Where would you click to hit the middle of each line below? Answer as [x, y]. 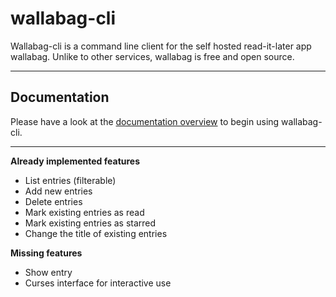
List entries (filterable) [70, 180]
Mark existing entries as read [84, 212]
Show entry [48, 272]
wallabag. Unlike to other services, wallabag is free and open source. [152, 56]
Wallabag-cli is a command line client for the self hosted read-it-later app [161, 46]
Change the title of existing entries [96, 233]
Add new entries [58, 191]
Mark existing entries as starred [90, 223]
